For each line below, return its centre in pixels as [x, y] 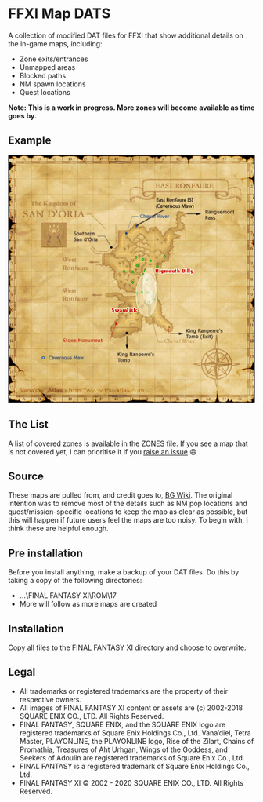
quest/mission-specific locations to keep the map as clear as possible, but [128, 512]
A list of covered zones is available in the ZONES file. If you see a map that [128, 443]
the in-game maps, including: [56, 43]
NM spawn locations [52, 84]
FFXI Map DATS [59, 14]
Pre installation [46, 553]
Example [30, 141]
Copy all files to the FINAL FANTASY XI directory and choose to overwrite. [127, 647]
